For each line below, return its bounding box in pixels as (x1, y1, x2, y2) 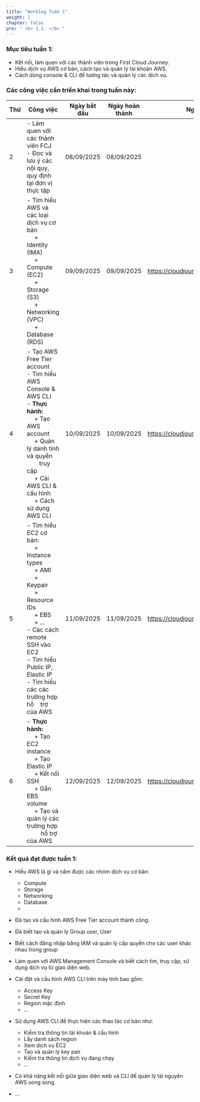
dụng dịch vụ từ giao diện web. (14, 964, 91, 971)
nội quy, (26, 163, 49, 172)
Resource (26, 595, 54, 604)
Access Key (23, 987, 53, 994)
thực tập (26, 186, 51, 195)
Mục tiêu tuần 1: (6, 45, 54, 54)
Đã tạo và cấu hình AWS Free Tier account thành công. (14, 916, 150, 924)
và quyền (26, 452, 53, 460)
